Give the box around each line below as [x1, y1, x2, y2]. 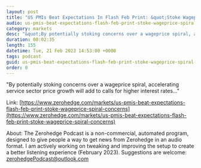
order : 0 [6, 64, 28, 71]
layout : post [6, 8, 39, 15]
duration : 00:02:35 [6, 37, 55, 43]
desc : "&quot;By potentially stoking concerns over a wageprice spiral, [6, 31, 191, 37]
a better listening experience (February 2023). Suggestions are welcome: [6, 149, 187, 156]
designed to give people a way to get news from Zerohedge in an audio [6, 136, 182, 143]
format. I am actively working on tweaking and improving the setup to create [6, 142, 194, 150]
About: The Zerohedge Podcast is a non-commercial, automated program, [6, 130, 189, 137]
